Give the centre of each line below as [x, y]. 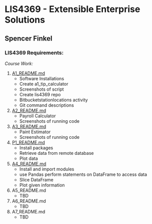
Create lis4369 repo [40, 94]
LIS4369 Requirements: [34, 53]
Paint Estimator [35, 132]
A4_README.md [29, 163]
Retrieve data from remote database [56, 153]
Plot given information [42, 185]
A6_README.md [29, 201]
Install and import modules [47, 169]
